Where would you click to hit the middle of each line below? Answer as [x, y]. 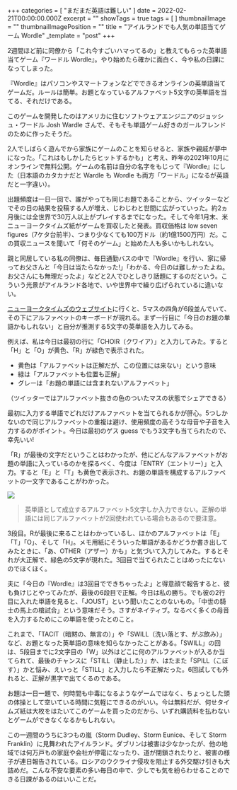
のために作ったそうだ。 [41, 134]
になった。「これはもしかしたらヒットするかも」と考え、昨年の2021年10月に [118, 157]
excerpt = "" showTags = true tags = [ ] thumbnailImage [145, 18]
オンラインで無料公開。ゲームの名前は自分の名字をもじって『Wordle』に [114, 166]
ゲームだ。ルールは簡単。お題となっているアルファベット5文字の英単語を [114, 92]
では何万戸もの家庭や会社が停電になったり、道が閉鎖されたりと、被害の [118, 753]
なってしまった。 [32, 68]
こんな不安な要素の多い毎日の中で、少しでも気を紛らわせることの [128, 770]
